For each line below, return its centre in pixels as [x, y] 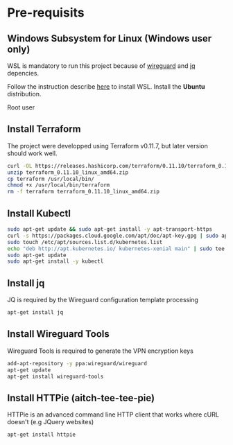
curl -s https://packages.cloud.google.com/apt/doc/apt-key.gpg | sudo [113, 236]
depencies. [23, 73]
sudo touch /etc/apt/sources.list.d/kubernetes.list [85, 242]
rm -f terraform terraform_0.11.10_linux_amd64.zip [83, 192]
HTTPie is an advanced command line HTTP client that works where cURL [113, 415]
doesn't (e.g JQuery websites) [51, 422]
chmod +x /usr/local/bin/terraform [59, 185]
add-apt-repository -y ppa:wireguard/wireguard [77, 363]
